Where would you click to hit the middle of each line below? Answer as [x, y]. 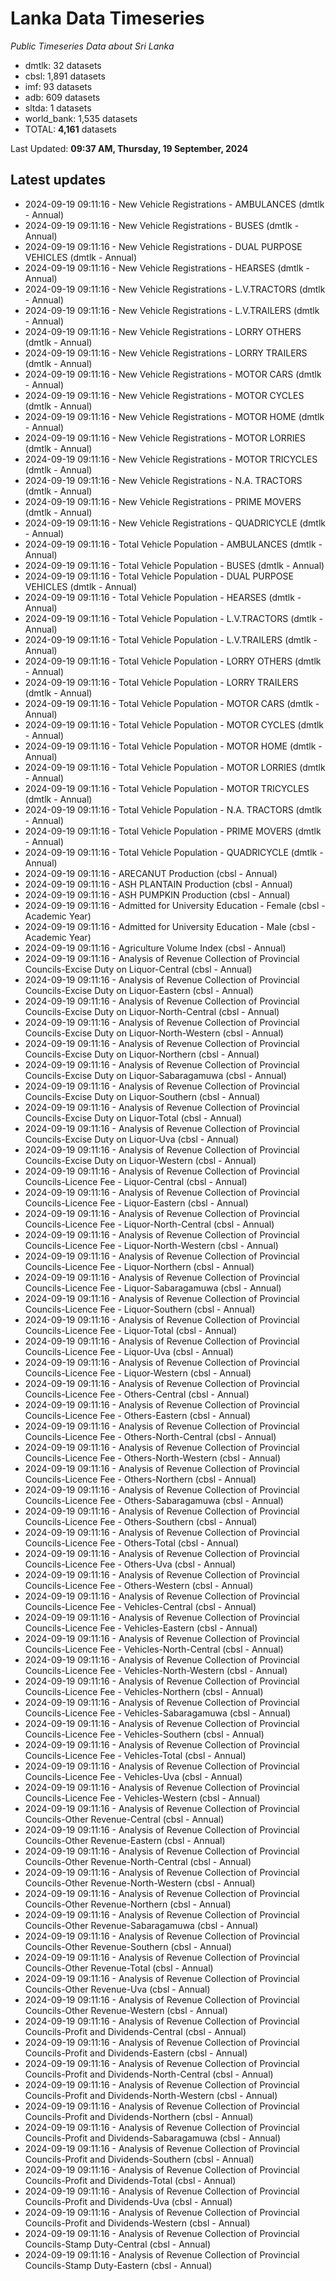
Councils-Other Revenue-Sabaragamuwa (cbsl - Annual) [141, 1925]
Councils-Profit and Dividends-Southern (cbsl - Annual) [139, 2159]
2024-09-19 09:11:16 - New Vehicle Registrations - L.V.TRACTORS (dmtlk [175, 289]
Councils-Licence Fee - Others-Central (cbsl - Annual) [137, 1394]
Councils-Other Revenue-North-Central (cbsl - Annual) [138, 1861]
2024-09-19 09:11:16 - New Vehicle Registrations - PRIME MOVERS [163, 501]
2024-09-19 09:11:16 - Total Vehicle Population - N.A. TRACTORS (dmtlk [173, 809]
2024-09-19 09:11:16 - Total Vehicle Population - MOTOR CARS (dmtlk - [172, 703]
